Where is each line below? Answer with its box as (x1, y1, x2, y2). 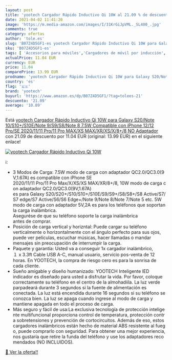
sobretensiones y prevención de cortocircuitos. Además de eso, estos (16, 317, 165, 324)
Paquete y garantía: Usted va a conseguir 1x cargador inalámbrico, (12, 246, 154, 252)
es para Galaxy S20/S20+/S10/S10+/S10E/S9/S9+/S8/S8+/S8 (12, 191, 143, 197)
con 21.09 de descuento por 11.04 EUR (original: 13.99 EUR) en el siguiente (5, 133, 163, 139)
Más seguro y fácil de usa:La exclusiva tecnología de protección (12, 306, 148, 313)
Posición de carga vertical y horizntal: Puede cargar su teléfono (12, 224, 147, 230)
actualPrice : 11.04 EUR (5, 55, 56, 61)
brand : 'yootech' (5, 88, 42, 94)
